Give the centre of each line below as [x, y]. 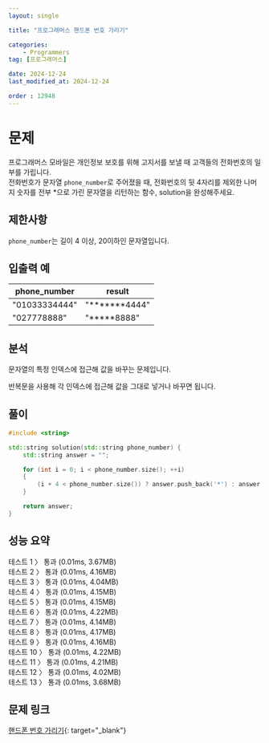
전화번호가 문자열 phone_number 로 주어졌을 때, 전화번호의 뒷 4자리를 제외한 [125, 182]
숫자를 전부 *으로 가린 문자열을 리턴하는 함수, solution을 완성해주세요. [126, 192]
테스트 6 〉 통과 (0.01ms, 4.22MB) [63, 611]
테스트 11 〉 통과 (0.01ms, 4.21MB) [63, 662]
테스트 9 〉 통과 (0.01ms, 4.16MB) [62, 642]
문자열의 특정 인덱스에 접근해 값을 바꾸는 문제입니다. [90, 369]
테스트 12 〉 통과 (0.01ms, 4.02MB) [65, 672]
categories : [28, 45]
